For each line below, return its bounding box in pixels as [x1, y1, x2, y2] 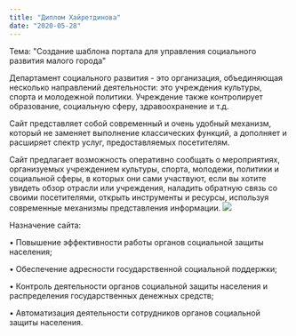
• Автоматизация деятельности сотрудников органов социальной [9, 308, 260, 318]
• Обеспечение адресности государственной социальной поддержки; [9, 263, 278, 274]
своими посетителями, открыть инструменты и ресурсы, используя [9, 192, 269, 203]
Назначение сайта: [9, 220, 82, 230]
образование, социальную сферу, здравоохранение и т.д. [9, 100, 229, 111]
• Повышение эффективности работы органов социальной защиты [9, 236, 264, 247]
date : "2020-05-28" [9, 21, 82, 30]
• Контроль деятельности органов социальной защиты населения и [9, 281, 268, 292]
